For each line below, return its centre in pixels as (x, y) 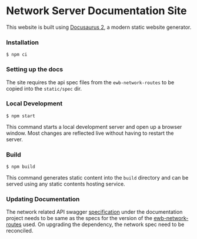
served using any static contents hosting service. (66, 184)
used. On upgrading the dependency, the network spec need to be (103, 224)
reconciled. (20, 231)
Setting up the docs (35, 69)
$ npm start (21, 116)
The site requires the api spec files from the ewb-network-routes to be (90, 82)
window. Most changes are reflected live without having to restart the (90, 133)
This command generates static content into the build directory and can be (97, 178)
